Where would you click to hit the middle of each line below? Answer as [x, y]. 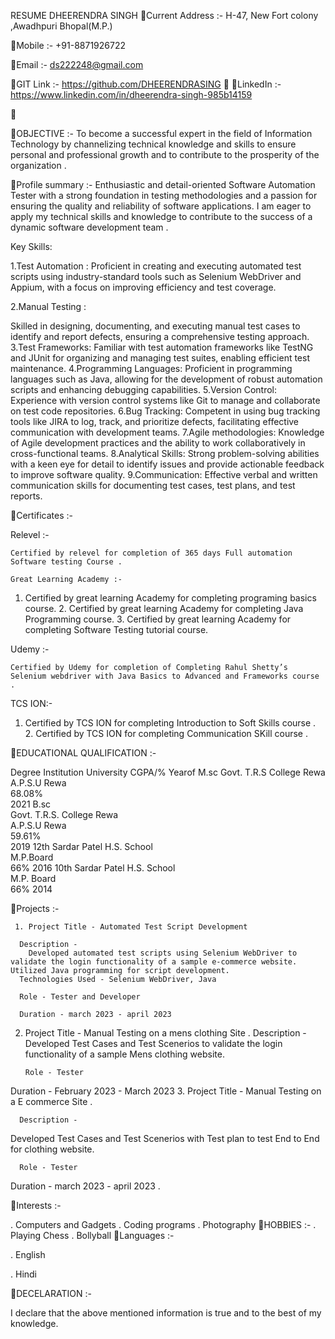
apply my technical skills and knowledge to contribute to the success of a [161, 216]
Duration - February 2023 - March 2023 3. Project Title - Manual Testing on [166, 1091]
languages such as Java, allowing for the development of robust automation [166, 379]
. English [28, 1254]
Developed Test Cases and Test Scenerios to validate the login [153, 1043]
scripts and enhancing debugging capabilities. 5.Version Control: [144, 389]
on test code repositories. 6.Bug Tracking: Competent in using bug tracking [165, 411]
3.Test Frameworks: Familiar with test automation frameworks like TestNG [162, 347]
